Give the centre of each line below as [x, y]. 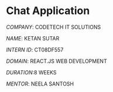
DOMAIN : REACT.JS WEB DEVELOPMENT [56, 61]
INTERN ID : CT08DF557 [35, 50]
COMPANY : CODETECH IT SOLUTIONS [54, 27]
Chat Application [48, 11]
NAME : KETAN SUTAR [33, 38]
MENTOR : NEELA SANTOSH [40, 84]
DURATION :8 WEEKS [31, 72]
